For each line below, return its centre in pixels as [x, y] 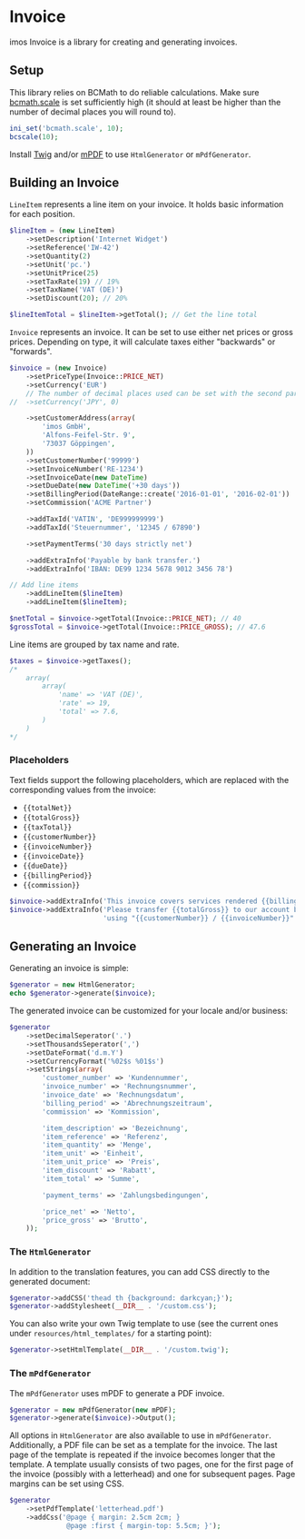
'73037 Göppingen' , [79, 444]
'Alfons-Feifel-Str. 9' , [89, 435]
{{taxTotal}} [47, 827]
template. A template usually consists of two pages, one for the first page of [152, 1465]
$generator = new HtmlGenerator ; [73, 985]
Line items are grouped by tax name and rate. [94, 644]
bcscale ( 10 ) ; [34, 137]
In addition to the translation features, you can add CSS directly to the [140, 1271]
